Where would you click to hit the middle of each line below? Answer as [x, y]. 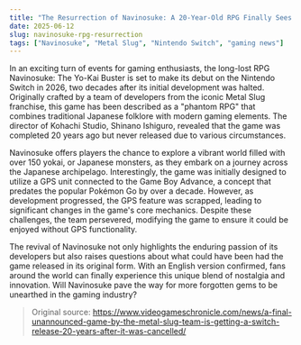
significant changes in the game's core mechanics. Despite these [131, 210]
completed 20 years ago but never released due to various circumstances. [148, 135]
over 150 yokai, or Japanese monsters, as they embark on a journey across [149, 162]
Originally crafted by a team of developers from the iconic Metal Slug [137, 97]
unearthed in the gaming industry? [73, 295]
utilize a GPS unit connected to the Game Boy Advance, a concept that [141, 182]
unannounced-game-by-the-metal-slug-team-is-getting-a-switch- [155, 322]
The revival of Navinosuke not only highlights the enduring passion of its [144, 247]
